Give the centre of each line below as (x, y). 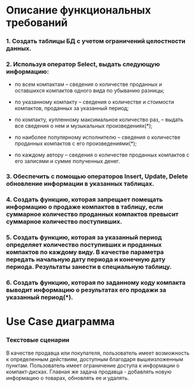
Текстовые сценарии (38, 340)
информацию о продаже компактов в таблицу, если (85, 207)
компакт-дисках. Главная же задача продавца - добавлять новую (89, 372)
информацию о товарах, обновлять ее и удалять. (68, 378)
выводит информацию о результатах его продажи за (86, 290)
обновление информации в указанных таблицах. (80, 184)
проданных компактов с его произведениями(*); (76, 144)
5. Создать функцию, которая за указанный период (84, 238)
